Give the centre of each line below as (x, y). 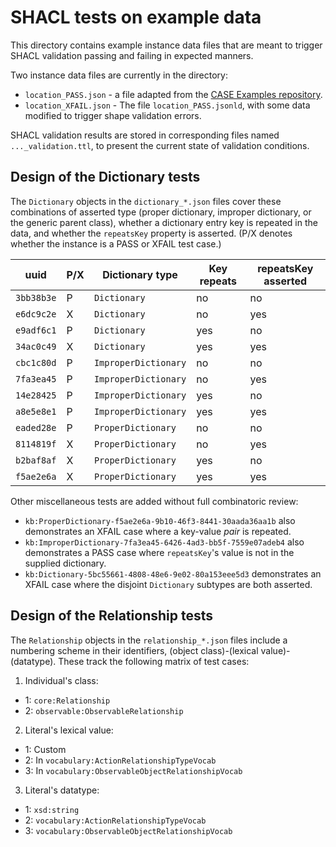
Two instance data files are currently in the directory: (119, 75)
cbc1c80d (36, 362)
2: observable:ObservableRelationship (104, 710)
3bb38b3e (36, 297)
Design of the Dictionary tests (105, 177)
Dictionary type (140, 274)
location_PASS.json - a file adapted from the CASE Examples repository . (173, 94)
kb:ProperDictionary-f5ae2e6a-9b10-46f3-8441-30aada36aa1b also (160, 520)
